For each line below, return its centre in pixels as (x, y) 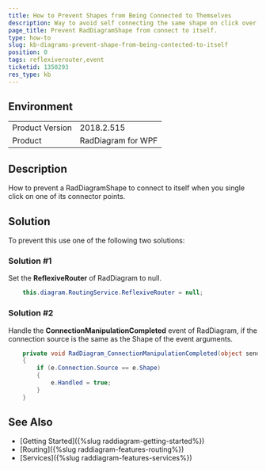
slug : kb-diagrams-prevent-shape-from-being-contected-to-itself (118, 45)
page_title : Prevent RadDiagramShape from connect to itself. (113, 30)
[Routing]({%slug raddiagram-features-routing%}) (102, 449)
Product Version (42, 128)
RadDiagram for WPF (119, 141)
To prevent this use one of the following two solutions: (97, 241)
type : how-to (30, 38)
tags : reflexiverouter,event (56, 60)
